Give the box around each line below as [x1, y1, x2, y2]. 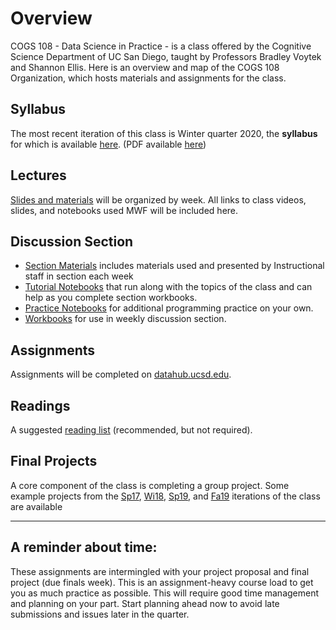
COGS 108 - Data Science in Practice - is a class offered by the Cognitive [10, 40, 312, 52]
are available [10, 500, 63, 512]
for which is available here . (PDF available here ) [10, 138, 207, 150]
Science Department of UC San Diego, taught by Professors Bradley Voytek [10, 50, 322, 62]
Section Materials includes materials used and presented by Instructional [24, 260, 325, 272]
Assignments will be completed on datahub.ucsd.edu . [10, 368, 232, 381]
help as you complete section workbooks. [24, 292, 198, 304]
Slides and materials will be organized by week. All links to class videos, [10, 193, 307, 206]
